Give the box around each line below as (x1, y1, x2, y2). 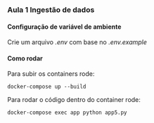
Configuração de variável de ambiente (7, 22, 122, 31)
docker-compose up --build (7, 83, 86, 91)
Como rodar (7, 54, 44, 63)
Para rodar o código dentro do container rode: (7, 96, 141, 104)
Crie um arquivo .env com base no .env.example (7, 38, 148, 46)
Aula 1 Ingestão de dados (7, 5, 95, 15)
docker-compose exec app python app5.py (7, 109, 128, 117)
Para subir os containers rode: (7, 70, 95, 78)
